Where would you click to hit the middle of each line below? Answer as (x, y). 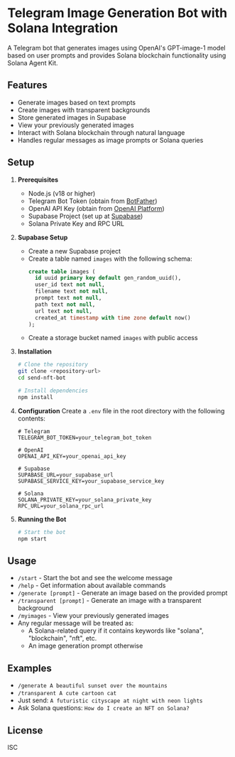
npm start (32, 539)
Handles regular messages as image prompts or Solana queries (110, 140)
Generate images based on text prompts (77, 102)
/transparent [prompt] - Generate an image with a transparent (109, 601)
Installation (34, 352)
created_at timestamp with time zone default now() (113, 317)
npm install (35, 397)
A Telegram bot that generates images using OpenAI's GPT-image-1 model (116, 48)
